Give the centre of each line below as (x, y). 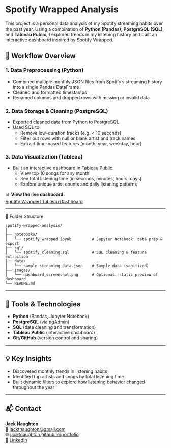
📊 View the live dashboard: (35, 194)
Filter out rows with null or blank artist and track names (78, 138)
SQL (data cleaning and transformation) (54, 327)
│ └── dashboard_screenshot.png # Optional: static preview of (82, 275)
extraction (17, 257)
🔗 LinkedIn (16, 440)
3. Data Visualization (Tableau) (44, 156)
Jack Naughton (22, 424)
